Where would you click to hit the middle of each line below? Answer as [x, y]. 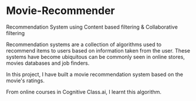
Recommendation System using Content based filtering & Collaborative [92, 27]
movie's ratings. [26, 81]
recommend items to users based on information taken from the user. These [98, 50]
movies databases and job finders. [48, 63]
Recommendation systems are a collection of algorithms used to [84, 44]
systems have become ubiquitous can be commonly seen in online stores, [95, 57]
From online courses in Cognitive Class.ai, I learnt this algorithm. [84, 92]
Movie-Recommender [61, 11]
